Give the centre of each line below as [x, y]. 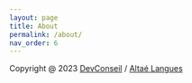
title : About [34, 26]
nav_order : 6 [34, 43]
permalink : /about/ [46, 34]
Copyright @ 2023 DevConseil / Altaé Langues [96, 69]
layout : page [34, 18]
